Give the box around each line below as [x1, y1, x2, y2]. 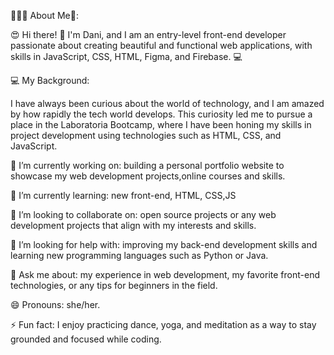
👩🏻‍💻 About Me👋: [10, 10, 79, 21]
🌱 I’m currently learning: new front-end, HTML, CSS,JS [10, 190, 237, 201]
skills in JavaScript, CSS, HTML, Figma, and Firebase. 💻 [10, 51, 243, 62]
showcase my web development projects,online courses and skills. [10, 170, 286, 182]
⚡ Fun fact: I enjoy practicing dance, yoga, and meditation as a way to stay [10, 319, 317, 330]
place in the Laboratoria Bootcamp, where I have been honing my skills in [10, 119, 312, 130]
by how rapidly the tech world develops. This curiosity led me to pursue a [10, 108, 313, 120]
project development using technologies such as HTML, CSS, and [10, 130, 282, 141]
